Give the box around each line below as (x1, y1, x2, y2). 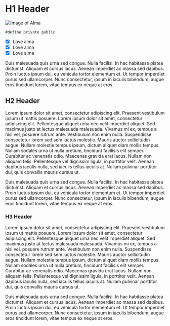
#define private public (5, 29, 56, 34)
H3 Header (5, 213, 33, 220)
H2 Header (5, 96, 40, 105)
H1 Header (5, 3, 50, 15)
